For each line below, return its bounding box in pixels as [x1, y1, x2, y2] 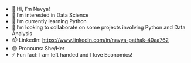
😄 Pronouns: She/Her [11, 45, 65, 51]
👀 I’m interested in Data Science [11, 12, 89, 18]
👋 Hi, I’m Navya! [11, 6, 50, 12]
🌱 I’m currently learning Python [11, 18, 87, 24]
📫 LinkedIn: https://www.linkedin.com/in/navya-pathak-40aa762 [11, 36, 169, 43]
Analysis [11, 30, 33, 37]
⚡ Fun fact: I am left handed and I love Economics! [11, 51, 133, 58]
